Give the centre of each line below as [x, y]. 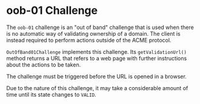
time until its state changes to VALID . [51, 94]
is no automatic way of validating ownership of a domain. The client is [93, 33]
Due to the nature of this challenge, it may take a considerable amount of [97, 88]
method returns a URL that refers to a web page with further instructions [97, 58]
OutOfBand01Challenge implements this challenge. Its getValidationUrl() [96, 51]
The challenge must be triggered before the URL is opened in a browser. [96, 76]
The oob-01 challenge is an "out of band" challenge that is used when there [100, 27]
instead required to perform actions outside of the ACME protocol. [89, 40]
